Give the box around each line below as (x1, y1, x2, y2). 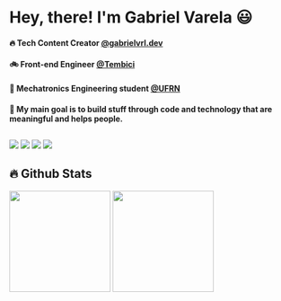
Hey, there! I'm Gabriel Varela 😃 (9, 7, 253, 28)
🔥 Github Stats (9, 166, 92, 181)
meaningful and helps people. (9, 113, 124, 124)
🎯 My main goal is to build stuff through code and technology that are (9, 103, 273, 114)
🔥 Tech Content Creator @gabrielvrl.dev (9, 37, 163, 48)
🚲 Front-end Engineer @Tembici (9, 59, 136, 70)
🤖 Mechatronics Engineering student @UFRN (9, 83, 181, 93)
